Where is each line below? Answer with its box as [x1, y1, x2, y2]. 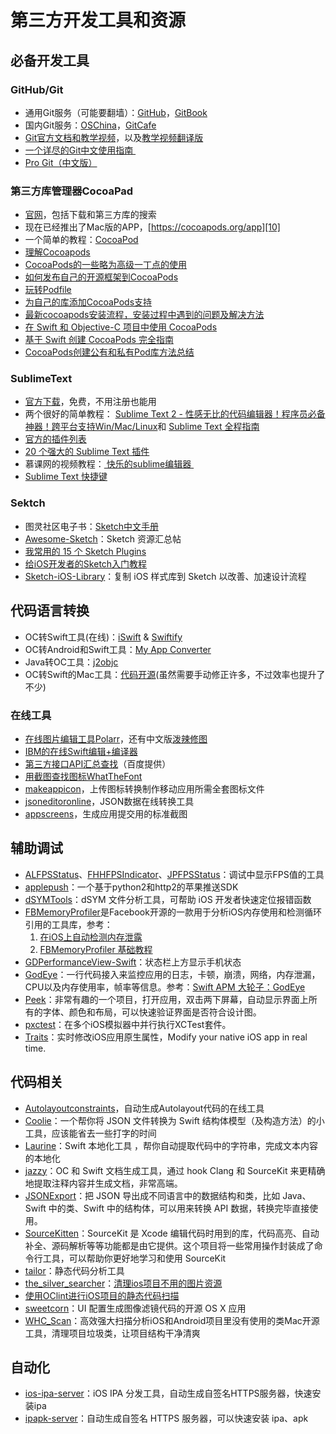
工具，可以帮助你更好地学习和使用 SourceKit [42, 1252, 227, 1264]
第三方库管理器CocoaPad [10, 184, 134, 198]
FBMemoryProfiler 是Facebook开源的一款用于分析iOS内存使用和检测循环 [24, 906, 322, 918]
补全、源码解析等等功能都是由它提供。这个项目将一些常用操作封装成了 [24, 1239, 315, 1251]
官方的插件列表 [24, 433, 87, 445]
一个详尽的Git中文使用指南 [24, 144, 134, 156]
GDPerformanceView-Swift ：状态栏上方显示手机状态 [24, 956, 242, 968]
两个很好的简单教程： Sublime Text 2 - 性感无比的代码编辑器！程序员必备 [24, 408, 326, 420]
